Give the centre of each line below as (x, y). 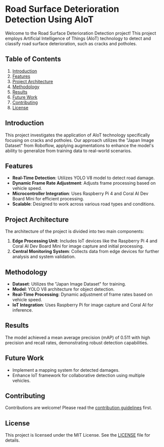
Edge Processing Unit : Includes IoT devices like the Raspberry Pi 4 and (85, 241)
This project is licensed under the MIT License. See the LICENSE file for (78, 435)
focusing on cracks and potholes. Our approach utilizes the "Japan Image (80, 140)
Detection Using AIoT (49, 19)
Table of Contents (33, 59)
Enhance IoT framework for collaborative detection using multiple (79, 375)
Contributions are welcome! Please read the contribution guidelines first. (79, 408)
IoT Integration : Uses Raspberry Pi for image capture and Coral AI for (83, 305)
